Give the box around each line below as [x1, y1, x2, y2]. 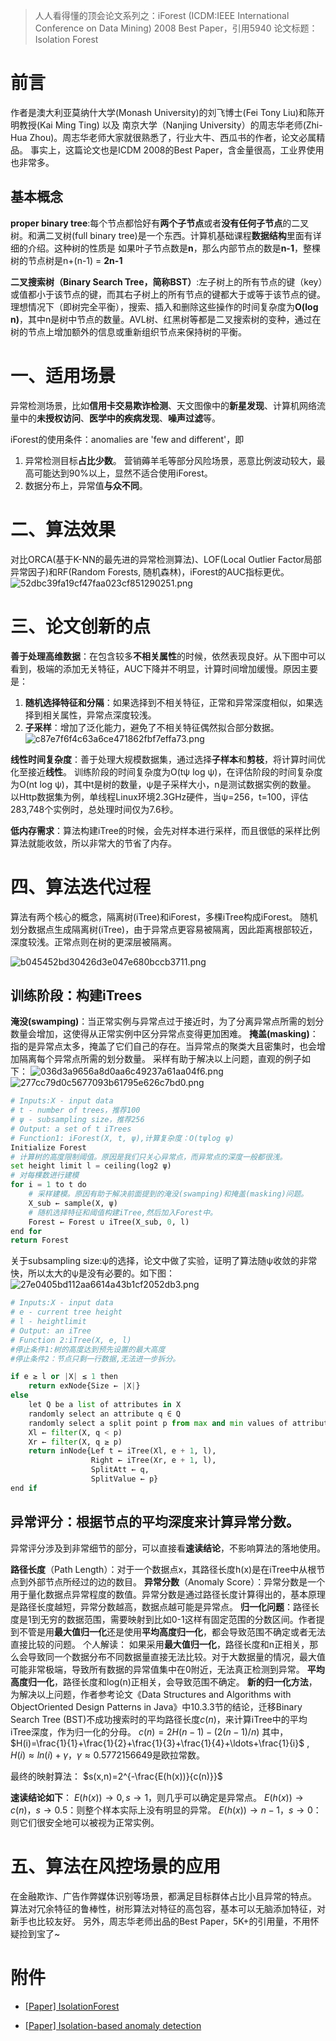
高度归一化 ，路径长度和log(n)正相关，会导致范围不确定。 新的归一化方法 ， [10, 1675, 318, 1688]
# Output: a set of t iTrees [10, 1124, 132, 1134]
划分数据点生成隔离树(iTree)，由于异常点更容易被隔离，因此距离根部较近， [10, 923, 318, 935]
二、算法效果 [10, 518, 117, 541]
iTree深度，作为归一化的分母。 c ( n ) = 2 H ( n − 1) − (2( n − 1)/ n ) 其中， [10, 1725, 289, 1738]
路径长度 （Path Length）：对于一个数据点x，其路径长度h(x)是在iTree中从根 [10, 1563, 317, 1575]
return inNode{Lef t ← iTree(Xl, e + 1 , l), [28, 1446, 217, 1456]
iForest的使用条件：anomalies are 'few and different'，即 [10, 433, 245, 445]
